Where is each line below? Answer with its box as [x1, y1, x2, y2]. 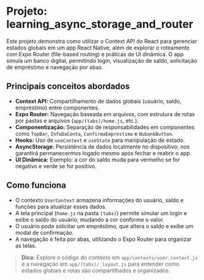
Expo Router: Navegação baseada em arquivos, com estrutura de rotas [15, 110, 195, 117]
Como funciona [6, 180, 67, 191]
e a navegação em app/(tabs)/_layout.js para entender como [21, 260, 180, 267]
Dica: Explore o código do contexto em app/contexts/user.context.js [21, 254, 199, 261]
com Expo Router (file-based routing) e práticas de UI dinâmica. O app [6, 50, 184, 57]
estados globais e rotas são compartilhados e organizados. [21, 267, 170, 274]
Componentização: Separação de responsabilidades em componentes [15, 123, 195, 131]
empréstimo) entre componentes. [15, 104, 100, 111]
